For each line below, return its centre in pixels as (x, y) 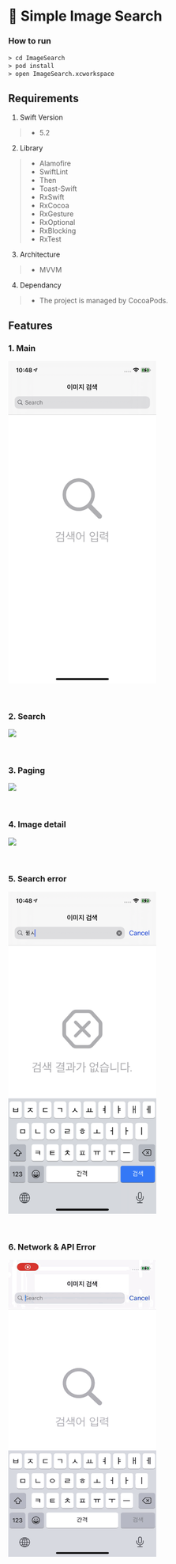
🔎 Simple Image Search (85, 16)
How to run (30, 41)
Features (30, 325)
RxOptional (57, 223)
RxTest (50, 239)
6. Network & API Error (52, 1246)
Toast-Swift (58, 188)
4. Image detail (37, 824)
